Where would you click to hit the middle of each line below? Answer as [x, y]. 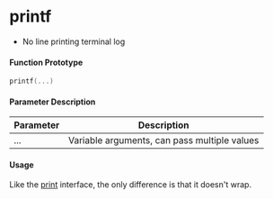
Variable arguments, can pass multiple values [163, 140]
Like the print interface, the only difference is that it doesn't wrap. [131, 185]
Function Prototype [46, 62]
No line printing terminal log [74, 41]
